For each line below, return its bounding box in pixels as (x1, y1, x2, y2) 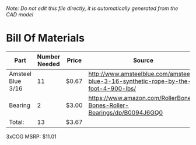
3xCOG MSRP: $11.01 (6, 133, 57, 140)
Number (37, 53, 60, 61)
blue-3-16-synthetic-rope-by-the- (88, 77, 192, 85)
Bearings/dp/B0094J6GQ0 (88, 108, 163, 116)
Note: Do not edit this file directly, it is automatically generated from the (6, 5, 178, 12)
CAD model (6, 11, 34, 18)
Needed (37, 60, 60, 68)
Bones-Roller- (88, 101, 129, 109)
